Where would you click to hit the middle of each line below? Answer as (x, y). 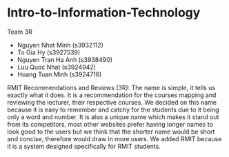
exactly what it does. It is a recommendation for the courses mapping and (112, 95)
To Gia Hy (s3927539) (49, 52)
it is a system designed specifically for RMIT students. (84, 146)
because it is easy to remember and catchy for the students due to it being (113, 109)
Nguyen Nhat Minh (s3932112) (60, 45)
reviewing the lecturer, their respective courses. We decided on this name (112, 102)
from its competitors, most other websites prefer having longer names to (110, 124)
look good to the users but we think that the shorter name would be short (111, 132)
